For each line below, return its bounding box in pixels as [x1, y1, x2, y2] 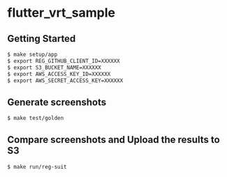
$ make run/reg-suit [7, 163, 68, 170]
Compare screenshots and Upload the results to [7, 134, 220, 146]
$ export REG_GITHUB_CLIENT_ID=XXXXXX [7, 57, 120, 64]
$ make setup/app [7, 51, 58, 58]
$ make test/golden [7, 115, 64, 122]
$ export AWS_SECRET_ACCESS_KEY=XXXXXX [7, 77, 124, 84]
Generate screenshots [7, 96, 107, 108]
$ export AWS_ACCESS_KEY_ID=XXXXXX [7, 70, 111, 77]
